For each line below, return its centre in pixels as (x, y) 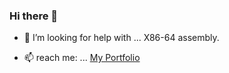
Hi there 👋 (34, 16)
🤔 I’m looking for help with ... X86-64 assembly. (121, 38)
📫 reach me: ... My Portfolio (82, 58)
